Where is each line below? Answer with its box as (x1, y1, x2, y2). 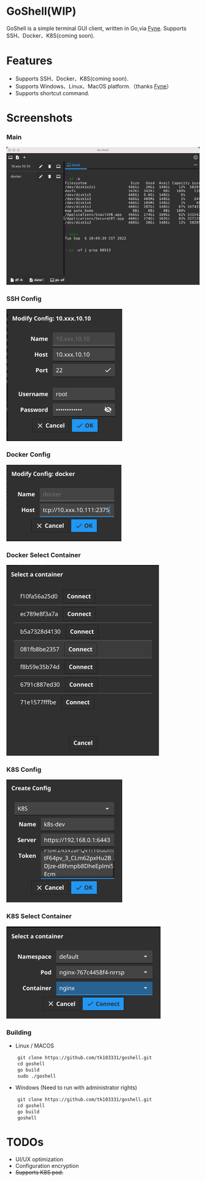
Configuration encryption (15, 1162, 79, 1169)
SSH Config (6, 295, 42, 303)
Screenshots (6, 111, 73, 125)
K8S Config (6, 766, 42, 774)
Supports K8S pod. (15, 1168, 64, 1176)
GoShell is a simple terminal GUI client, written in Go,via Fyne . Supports (6, 25, 187, 32)
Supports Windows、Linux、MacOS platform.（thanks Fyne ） (15, 82, 172, 90)
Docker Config (6, 450, 51, 459)
